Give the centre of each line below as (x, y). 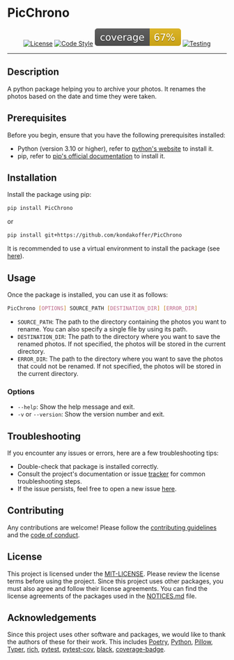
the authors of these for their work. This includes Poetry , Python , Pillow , (110, 642)
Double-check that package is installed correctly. (88, 466)
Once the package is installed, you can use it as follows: (88, 294)
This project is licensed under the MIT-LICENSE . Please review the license (114, 573)
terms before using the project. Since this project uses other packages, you (116, 581)
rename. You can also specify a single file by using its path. (102, 329)
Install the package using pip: (49, 195)
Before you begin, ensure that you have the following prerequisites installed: (116, 135)
